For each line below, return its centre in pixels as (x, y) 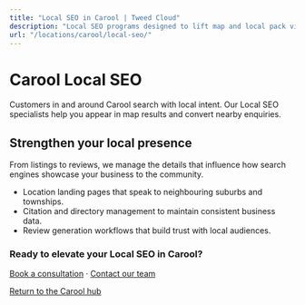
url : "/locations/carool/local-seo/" (81, 34)
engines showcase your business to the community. (107, 174)
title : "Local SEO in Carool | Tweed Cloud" (95, 18)
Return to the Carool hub (55, 291)
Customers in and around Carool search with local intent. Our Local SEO (144, 104)
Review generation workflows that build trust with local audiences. (147, 231)
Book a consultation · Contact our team (83, 274)
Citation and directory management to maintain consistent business (149, 212)
